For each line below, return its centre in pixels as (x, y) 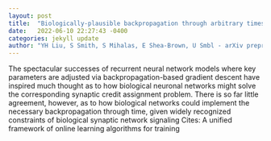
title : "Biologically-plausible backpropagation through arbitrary (126, 23)
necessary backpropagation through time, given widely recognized (120, 112)
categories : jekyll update (54, 38)
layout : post (30, 16)
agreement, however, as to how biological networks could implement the (129, 103)
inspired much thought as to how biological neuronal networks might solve (132, 86)
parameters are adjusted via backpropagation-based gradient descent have (134, 77)
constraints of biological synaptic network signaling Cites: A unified (120, 120)
